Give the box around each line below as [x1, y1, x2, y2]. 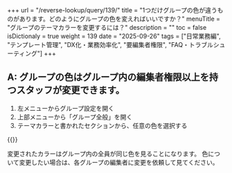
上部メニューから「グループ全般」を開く [17, 113, 133, 121]
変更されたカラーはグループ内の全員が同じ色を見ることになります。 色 [7, 149, 208, 158]
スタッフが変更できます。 [16, 84, 125, 96]
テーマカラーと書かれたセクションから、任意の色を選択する [17, 121, 188, 129]
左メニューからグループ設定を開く [17, 104, 114, 112]
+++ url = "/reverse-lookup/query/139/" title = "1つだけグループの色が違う [7, 6, 218, 14]
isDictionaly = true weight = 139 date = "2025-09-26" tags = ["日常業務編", [7, 32, 221, 40]
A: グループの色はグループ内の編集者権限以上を [7, 71, 210, 83]
